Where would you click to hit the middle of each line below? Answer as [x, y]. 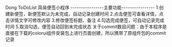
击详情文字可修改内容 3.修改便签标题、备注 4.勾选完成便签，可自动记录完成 [85, 20]
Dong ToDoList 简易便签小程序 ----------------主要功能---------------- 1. [82, 7]
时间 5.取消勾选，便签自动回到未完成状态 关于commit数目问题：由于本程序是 [86, 27]
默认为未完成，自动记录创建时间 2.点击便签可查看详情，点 [102, 14]
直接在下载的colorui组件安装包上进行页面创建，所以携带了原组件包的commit [86, 33]
